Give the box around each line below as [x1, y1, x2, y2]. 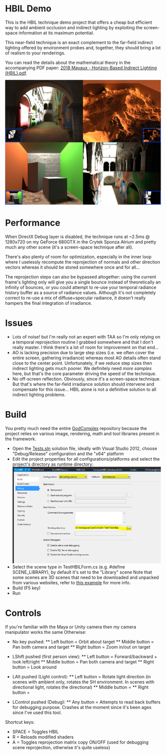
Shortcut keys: [5, 719, 35, 725]
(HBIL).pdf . [5, 70, 28, 76]
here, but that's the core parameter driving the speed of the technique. [12, 371, 157, 377]
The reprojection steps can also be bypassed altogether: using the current [5, 274, 157, 280]
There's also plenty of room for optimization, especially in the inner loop [5, 253, 152, 260]
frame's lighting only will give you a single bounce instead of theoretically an [5, 279, 161, 285]
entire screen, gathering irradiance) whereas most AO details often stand [12, 355, 161, 361]
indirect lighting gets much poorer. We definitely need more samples [12, 365, 152, 371]
